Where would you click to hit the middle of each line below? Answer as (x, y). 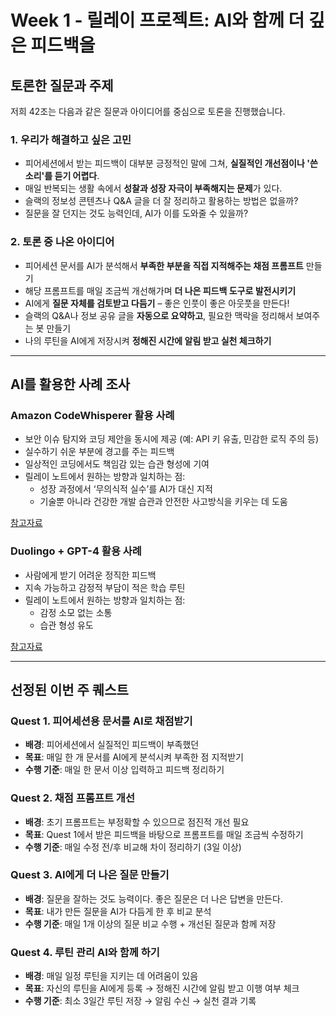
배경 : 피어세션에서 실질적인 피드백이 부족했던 (112, 745)
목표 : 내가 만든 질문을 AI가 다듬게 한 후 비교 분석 (118, 911)
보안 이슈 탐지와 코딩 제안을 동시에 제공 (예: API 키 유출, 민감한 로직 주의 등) (172, 439)
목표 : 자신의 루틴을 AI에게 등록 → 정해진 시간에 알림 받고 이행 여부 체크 (162, 988)
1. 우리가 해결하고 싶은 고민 (71, 139)
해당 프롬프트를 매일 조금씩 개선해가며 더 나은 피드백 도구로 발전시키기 (160, 290)
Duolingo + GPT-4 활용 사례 (76, 551)
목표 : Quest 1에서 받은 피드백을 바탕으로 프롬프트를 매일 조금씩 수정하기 (164, 834)
